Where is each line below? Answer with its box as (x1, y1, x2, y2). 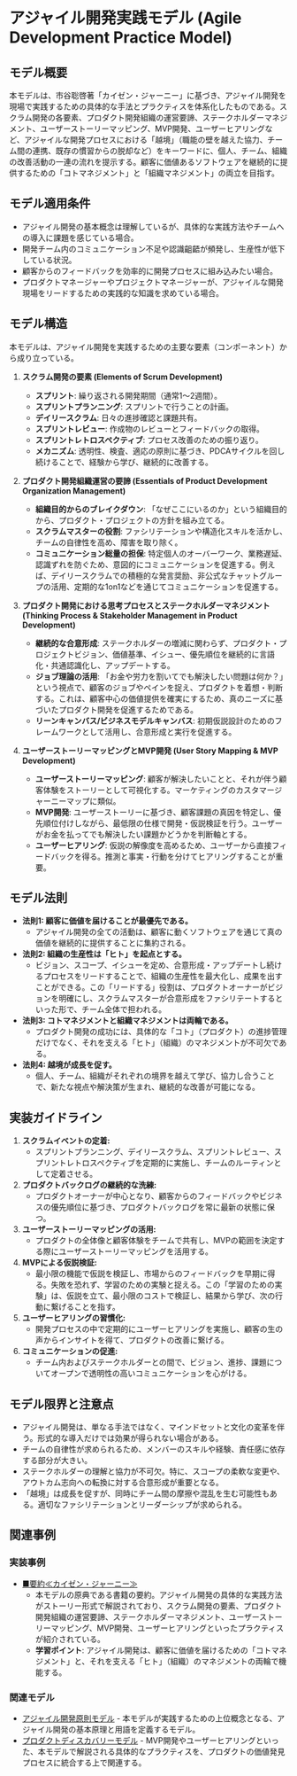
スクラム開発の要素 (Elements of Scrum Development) (21, 371, 224, 382)
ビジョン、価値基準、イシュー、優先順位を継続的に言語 (73, 649, 276, 659)
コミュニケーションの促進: (21, 1346, 118, 1357)
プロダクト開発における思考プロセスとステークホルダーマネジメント (21, 600, 270, 611)
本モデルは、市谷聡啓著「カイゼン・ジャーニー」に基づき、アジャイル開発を (9, 90, 287, 100)
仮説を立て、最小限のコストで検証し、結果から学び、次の (65, 1290, 276, 1301)
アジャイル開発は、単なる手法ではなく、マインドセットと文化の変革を (21, 1422, 278, 1432)
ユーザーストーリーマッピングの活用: (21, 1224, 156, 1235)
